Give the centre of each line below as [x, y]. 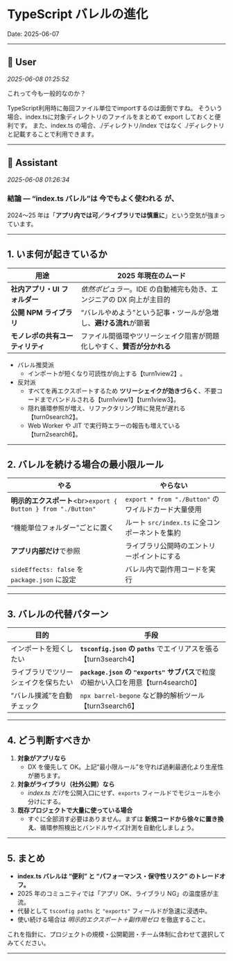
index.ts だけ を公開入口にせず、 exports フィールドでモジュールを [121, 793]
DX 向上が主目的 [144, 299]
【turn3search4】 [109, 659]
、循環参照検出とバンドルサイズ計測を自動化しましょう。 [116, 828]
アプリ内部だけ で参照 [46, 551]
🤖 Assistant [32, 163]
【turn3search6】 [109, 706]
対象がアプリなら [42, 758]
